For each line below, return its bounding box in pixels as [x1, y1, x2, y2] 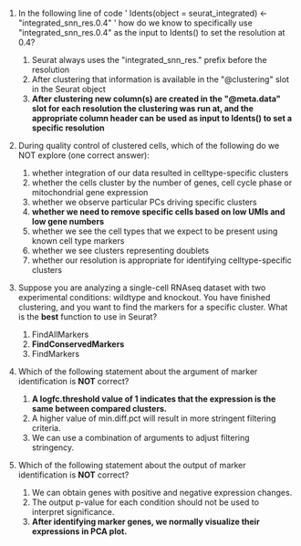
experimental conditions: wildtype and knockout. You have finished [17, 292, 271, 302]
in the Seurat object [31, 84, 107, 94]
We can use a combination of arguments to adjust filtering [31, 433, 250, 443]
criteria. [31, 423, 61, 433]
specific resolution [31, 122, 105, 133]
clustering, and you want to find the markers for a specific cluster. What [17, 301, 288, 312]
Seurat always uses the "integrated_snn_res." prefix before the [31, 55, 267, 65]
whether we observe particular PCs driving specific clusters [31, 196, 257, 207]
